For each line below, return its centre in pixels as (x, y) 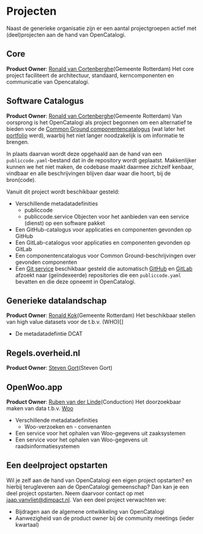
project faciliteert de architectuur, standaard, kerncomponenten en (90, 75)
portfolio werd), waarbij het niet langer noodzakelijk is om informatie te (95, 135)
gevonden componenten (46, 262)
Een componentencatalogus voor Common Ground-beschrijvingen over (105, 255)
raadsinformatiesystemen (47, 446)
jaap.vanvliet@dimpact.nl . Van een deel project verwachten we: (87, 500)
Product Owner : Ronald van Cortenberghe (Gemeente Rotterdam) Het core (100, 69)
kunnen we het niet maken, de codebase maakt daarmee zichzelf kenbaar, (100, 167)
